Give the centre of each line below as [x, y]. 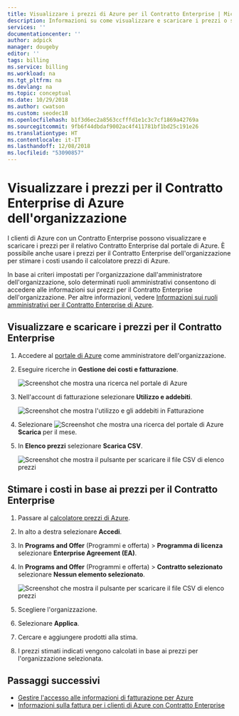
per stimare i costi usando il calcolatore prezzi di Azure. [89, 260]
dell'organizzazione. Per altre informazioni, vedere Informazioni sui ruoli [113, 297]
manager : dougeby [33, 47]
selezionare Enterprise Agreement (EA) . [77, 553]
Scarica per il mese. [47, 432]
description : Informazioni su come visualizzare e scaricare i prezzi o [117, 21]
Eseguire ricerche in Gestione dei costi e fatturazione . [98, 369]
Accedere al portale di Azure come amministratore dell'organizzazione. [122, 355]
